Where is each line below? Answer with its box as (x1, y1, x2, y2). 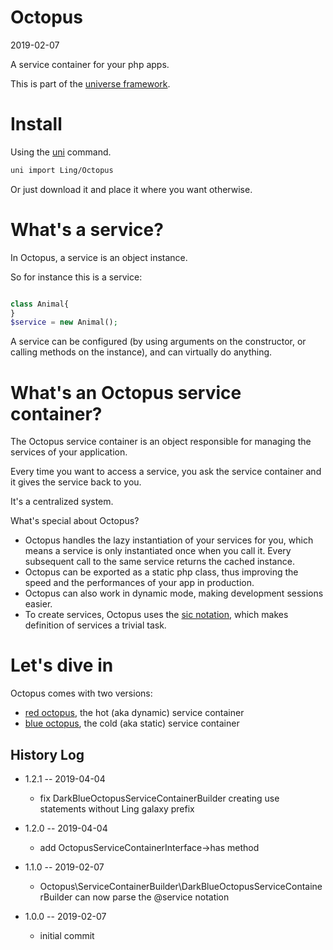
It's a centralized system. (10, 496, 114, 508)
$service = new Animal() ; (10, 317, 118, 328)
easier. (24, 598, 53, 610)
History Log (10, 746, 85, 763)
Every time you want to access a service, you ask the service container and (10, 466, 322, 478)
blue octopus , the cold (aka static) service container (24, 717, 240, 730)
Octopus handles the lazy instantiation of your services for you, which (24, 534, 314, 546)
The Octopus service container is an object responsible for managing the (10, 436, 312, 448)
